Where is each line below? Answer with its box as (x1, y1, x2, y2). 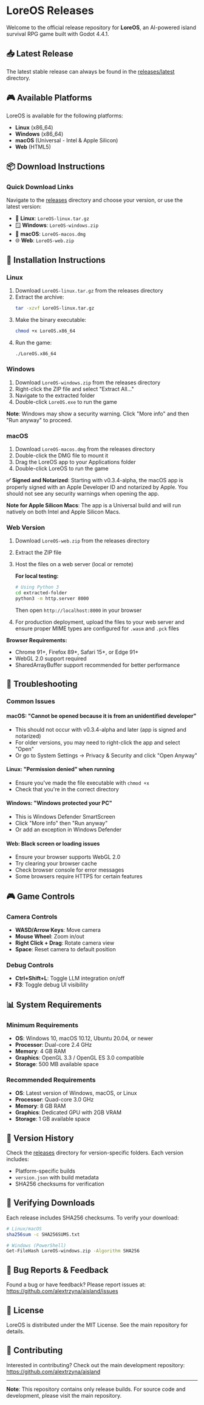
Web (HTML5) (15, 143, 52, 150)
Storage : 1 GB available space (15, 1115, 90, 1123)
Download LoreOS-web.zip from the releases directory (15, 537, 150, 544)
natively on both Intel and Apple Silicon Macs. (6, 508, 121, 516)
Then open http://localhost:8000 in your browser (15, 606, 142, 614)
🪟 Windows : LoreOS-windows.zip (15, 221, 99, 229)
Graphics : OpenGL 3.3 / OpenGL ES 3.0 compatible (15, 1053, 144, 1061)
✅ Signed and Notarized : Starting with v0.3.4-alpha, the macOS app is (6, 477, 183, 484)
